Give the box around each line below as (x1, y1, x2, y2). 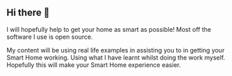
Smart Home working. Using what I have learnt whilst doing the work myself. (6, 53, 226, 61)
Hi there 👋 (6, 7, 50, 19)
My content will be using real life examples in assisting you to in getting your (6, 46, 225, 54)
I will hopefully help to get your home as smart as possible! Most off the (6, 25, 211, 33)
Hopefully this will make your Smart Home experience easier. (6, 60, 181, 69)
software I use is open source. (6, 32, 93, 41)
